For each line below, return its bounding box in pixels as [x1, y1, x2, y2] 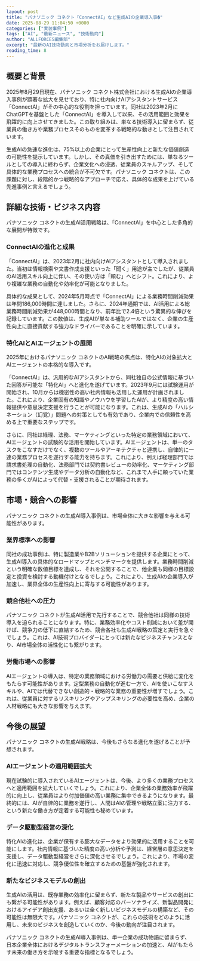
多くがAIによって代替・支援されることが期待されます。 [16, 476, 152, 483]
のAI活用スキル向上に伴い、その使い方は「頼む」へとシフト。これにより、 [6, 272, 189, 279]
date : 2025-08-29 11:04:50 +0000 [6, 20, 90, 26]
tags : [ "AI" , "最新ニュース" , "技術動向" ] [6, 31, 104, 37]
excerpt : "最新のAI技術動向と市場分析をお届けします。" [6, 42, 130, 48]
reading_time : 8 [6, 48, 47, 54]
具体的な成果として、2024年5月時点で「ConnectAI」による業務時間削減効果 [6, 292, 194, 300]
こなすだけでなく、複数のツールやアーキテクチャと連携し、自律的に [21, 446, 189, 453]
